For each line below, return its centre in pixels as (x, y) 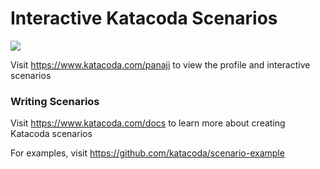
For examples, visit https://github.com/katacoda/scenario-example (147, 153)
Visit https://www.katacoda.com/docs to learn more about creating (148, 123)
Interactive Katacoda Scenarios (144, 18)
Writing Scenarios (55, 101)
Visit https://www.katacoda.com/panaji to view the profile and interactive (160, 64)
